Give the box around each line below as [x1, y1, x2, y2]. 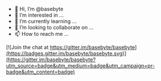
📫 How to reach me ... [14, 31, 69, 37]
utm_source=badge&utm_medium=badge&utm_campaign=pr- [6, 62, 155, 69]
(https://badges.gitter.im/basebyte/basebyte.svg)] [6, 50, 127, 57]
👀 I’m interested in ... [14, 12, 64, 19]
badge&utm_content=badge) [6, 68, 75, 75]
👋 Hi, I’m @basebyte [14, 6, 64, 12]
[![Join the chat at [6, 44, 49, 50]
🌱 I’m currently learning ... [14, 18, 77, 24]
